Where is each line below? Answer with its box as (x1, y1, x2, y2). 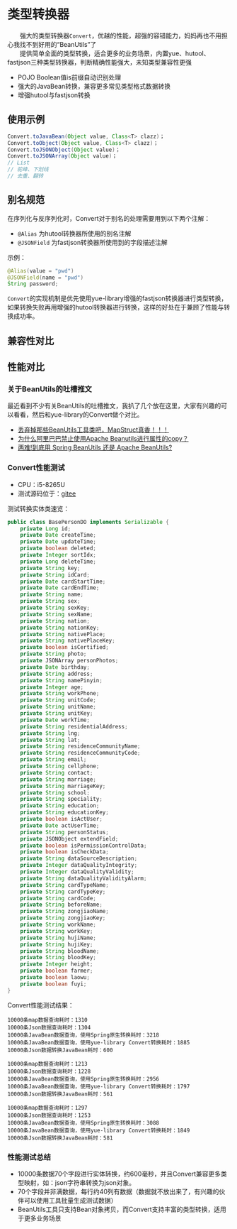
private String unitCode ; (20, 697, 97, 704)
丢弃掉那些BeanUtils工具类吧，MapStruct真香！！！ (17, 425, 170, 434)
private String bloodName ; (20, 947, 100, 955)
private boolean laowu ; (20, 974, 91, 981)
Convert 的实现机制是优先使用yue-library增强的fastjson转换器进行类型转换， (7, 294, 228, 302)
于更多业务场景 (17, 1213, 62, 1222)
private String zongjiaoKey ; (20, 914, 106, 922)
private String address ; (20, 670, 93, 677)
